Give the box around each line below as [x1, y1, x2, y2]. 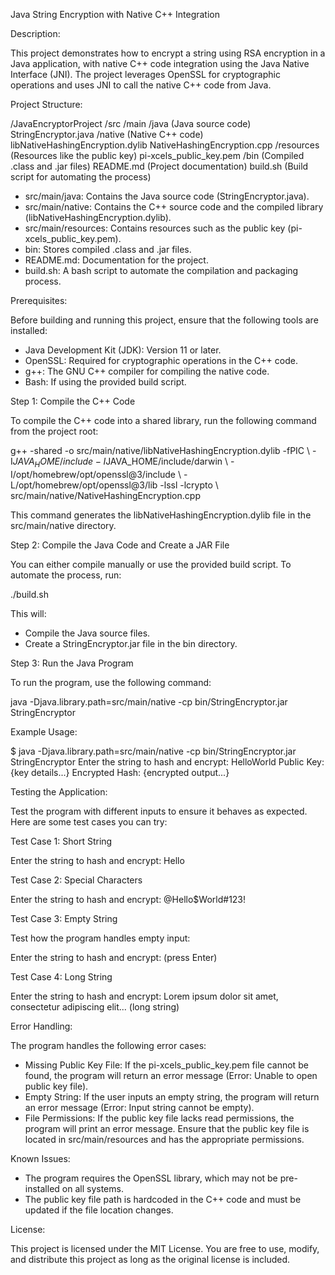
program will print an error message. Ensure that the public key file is [24, 1122, 310, 1134]
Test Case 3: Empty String [10, 912, 118, 924]
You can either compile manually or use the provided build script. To [10, 558, 292, 570]
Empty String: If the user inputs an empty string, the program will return [24, 1090, 320, 1103]
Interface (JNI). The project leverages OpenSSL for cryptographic [10, 69, 281, 80]
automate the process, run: [10, 569, 122, 581]
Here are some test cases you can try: [10, 815, 168, 828]
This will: [10, 607, 47, 619]
